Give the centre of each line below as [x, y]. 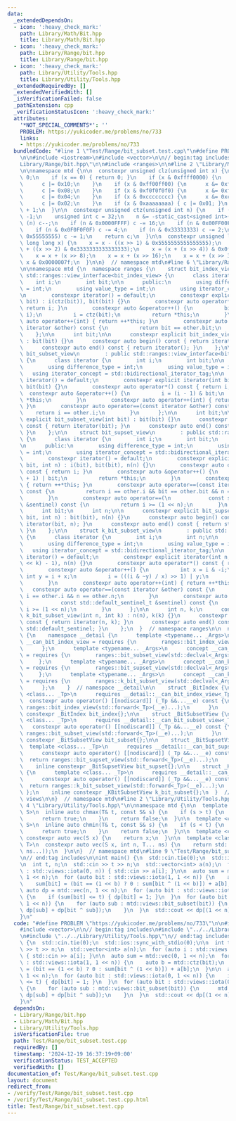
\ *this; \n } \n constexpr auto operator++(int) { [116, 400]
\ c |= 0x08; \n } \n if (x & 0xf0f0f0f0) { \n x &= [119, 191]
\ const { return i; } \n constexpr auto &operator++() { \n [119, 472]
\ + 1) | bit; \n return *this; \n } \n [100, 479]
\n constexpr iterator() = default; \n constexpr [114, 295]
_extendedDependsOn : [44, 20]
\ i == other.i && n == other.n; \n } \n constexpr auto [124, 596]
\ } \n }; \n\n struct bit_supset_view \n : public [113, 432]
